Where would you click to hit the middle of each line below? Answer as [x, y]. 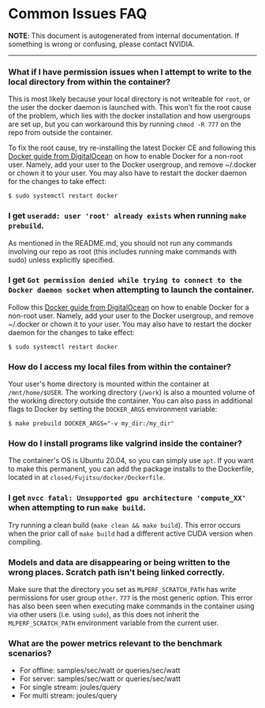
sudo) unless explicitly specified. [62, 260]
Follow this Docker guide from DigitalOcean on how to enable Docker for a [129, 307]
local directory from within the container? [90, 81]
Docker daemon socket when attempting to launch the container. [131, 290]
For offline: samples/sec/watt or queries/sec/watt [100, 670]
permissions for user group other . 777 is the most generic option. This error [131, 598]
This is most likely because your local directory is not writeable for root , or [129, 99]
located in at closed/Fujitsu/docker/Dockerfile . [87, 477]
